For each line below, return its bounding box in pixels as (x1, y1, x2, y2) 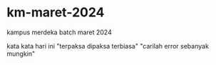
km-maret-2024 (6, 4, 105, 21)
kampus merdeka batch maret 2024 (6, 28, 112, 36)
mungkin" (6, 49, 36, 58)
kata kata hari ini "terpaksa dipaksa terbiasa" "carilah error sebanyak (6, 41, 210, 50)
